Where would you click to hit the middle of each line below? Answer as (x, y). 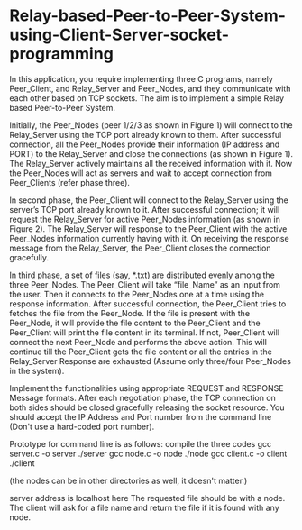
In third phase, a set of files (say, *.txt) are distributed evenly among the (142, 275)
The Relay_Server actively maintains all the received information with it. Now (151, 163)
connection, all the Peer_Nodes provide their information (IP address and (145, 144)
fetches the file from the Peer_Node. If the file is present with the (130, 313)
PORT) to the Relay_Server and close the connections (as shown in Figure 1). (151, 153)
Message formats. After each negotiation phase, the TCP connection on (143, 397)
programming (62, 54)
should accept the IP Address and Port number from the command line (141, 416)
